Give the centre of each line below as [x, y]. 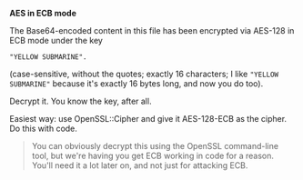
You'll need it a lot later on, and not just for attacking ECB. [140, 165]
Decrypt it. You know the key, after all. [81, 101]
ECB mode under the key [56, 40]
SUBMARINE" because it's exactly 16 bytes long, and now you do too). [136, 84]
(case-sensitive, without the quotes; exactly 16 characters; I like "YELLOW [144, 74]
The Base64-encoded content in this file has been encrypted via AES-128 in [152, 30]
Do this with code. [43, 128]
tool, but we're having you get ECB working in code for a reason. [153, 155]
